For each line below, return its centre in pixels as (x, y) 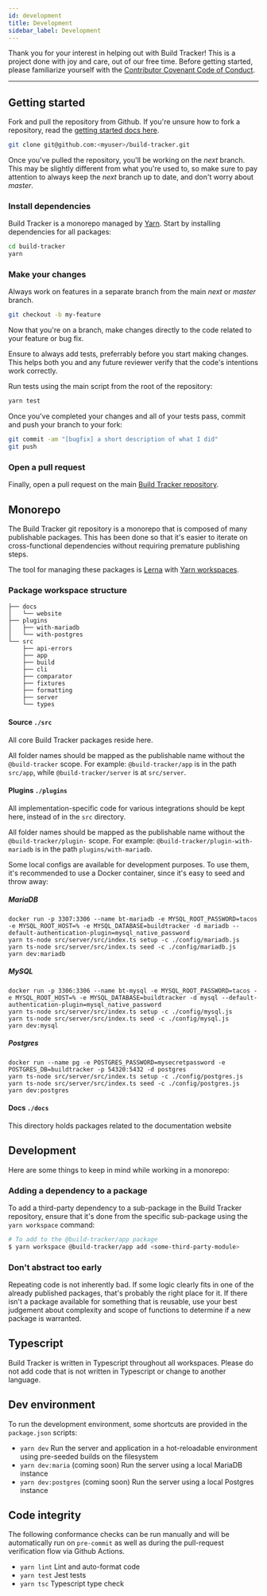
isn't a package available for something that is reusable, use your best (123, 1301)
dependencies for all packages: (60, 232)
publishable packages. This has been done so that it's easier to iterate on (128, 537)
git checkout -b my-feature (55, 315)
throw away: (29, 881)
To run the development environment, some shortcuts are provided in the (128, 1424)
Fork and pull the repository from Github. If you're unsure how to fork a (124, 122)
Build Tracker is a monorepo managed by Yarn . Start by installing (114, 223)
